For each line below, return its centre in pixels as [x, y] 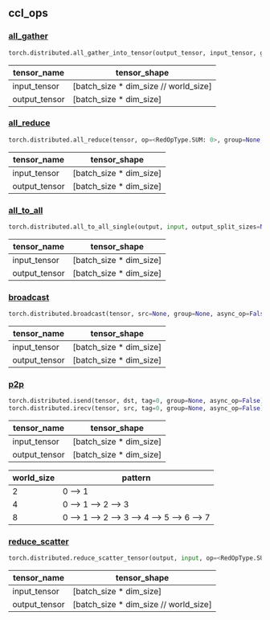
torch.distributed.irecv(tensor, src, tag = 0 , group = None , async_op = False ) [136, 409]
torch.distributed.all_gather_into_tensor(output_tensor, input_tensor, [133, 53]
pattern [136, 478]
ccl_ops [28, 13]
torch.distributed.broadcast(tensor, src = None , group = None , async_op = [129, 314]
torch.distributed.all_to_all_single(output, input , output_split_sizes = [135, 227]
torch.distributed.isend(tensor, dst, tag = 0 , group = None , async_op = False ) [136, 401]
